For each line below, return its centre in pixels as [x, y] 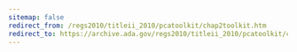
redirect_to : [32, 33]
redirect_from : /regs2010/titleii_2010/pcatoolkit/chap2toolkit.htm [137, 26]
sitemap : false [36, 17]
